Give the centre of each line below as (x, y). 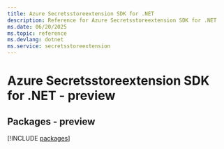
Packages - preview (51, 121)
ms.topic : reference (37, 33)
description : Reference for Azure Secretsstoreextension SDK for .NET (112, 20)
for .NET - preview (61, 96)
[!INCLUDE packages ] (39, 138)
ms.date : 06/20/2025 (37, 27)
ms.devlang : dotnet (36, 40)
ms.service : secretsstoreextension (59, 46)
